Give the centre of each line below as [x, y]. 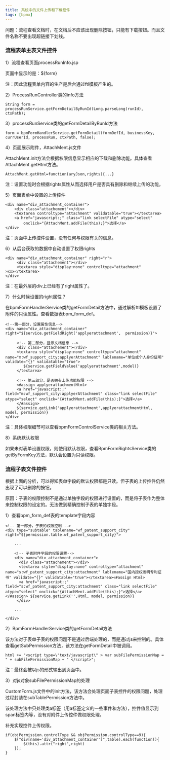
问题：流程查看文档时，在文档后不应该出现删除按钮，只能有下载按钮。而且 [83, 30]
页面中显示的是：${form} [31, 73]
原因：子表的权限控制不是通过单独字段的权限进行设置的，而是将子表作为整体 [85, 498]
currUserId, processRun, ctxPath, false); [51, 137]
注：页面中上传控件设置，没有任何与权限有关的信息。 [61, 238]
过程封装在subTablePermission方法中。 [46, 698]
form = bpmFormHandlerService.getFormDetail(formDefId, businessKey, [80, 133]
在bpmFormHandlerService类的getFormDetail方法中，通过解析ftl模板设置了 [83, 307]
